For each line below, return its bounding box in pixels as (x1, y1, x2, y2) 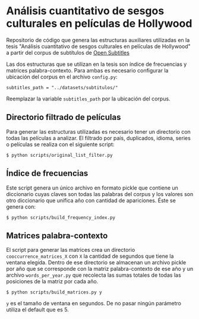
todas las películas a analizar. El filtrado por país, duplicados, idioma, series (6, 134, 191, 141)
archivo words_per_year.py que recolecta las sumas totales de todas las (6, 271, 181, 279)
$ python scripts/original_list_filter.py (6, 152, 113, 158)
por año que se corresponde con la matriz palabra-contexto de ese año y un (6, 266, 194, 273)
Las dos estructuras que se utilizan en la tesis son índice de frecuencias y (6, 61, 187, 68)
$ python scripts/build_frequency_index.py (6, 214, 116, 220)
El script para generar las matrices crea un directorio (6, 247, 135, 254)
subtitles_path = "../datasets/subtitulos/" (6, 84, 118, 90)
